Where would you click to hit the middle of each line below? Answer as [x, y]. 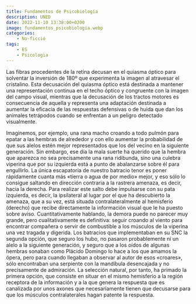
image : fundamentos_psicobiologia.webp [55, 28]
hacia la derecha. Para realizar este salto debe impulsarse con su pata [91, 189]
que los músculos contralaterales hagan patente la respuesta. [80, 295]
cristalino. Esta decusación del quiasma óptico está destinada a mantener [95, 84]
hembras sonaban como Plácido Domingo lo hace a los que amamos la [92, 251]
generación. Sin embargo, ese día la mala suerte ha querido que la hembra [96, 151]
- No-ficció [31, 39]
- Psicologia [32, 55]
